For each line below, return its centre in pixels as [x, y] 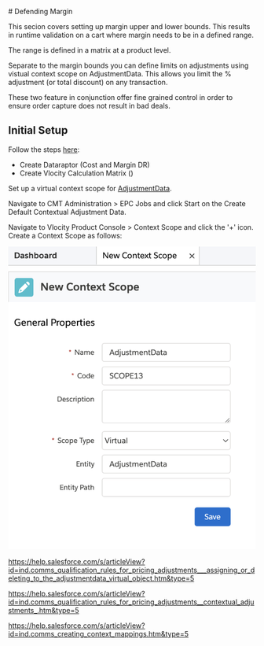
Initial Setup [38, 130]
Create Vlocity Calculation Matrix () [76, 173]
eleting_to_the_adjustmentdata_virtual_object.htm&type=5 [101, 578]
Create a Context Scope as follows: [65, 235]
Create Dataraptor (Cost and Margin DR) [85, 164]
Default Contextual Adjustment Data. [68, 212]
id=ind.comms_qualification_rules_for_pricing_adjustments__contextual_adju [131, 602]
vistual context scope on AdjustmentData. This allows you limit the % [120, 74]
